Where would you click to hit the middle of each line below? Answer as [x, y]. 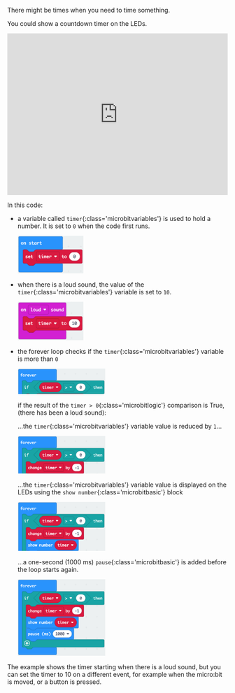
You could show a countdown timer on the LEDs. [77, 23]
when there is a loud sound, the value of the [81, 285]
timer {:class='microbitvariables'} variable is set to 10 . [94, 292]
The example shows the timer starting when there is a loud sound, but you [114, 666]
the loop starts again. [48, 569]
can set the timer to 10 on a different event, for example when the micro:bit [115, 674]
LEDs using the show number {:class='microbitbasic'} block [100, 492]
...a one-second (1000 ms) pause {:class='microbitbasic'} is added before [122, 562]
